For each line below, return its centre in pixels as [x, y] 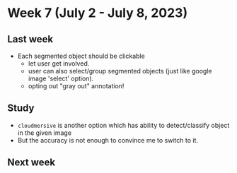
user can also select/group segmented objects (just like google [120, 71]
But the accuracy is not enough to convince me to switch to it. [108, 140]
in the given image [45, 133]
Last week [30, 39]
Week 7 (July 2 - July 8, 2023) [98, 13]
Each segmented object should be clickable [81, 56]
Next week [31, 163]
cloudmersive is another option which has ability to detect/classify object [123, 125]
